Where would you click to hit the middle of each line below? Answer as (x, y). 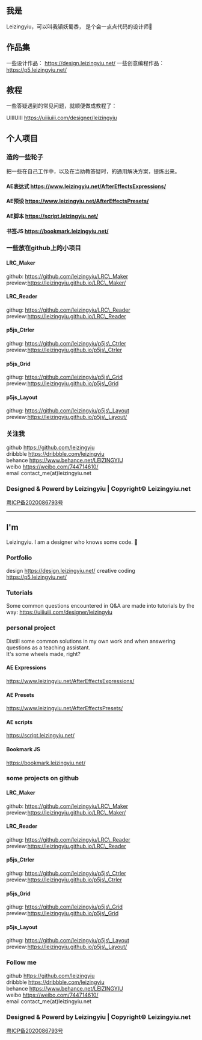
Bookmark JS (23, 749)
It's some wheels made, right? (44, 654)
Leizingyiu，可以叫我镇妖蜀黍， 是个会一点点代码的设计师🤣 (79, 27)
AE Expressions (26, 667)
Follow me (22, 962)
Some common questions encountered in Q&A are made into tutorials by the (100, 606)
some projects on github (43, 778)
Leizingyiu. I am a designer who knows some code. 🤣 (72, 542)
